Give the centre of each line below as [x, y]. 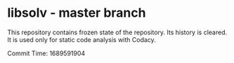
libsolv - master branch [77, 13]
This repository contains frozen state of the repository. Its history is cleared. [117, 32]
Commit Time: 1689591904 [46, 53]
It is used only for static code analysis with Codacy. [82, 39]
